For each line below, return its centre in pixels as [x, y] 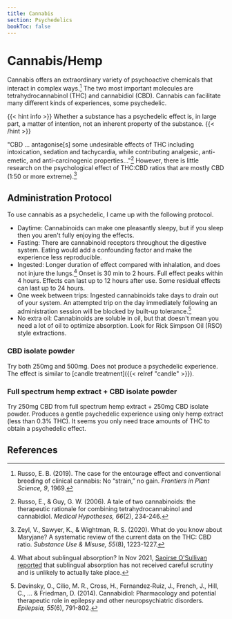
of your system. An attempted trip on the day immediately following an [117, 302]
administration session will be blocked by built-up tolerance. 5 [104, 311]
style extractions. [42, 333]
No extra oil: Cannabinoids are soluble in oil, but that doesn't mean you [118, 318]
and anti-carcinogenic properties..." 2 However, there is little [114, 160]
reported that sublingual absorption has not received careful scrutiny [115, 565]
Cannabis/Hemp [55, 61]
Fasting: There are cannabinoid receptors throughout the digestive [112, 243]
